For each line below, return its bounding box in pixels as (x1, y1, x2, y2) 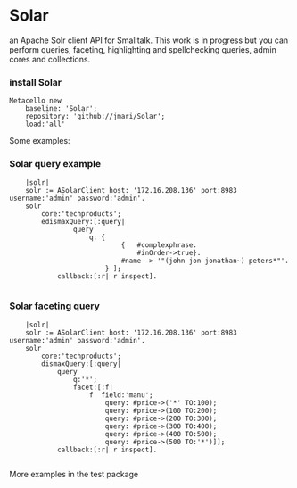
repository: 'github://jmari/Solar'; (25, 112, 166, 121)
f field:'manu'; (88, 390, 153, 400)
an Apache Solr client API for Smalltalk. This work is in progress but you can (9, 35, 289, 45)
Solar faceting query (9, 300, 101, 312)
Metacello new (9, 96, 62, 105)
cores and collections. (9, 54, 91, 64)
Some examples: (9, 136, 70, 146)
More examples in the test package (9, 468, 139, 479)
